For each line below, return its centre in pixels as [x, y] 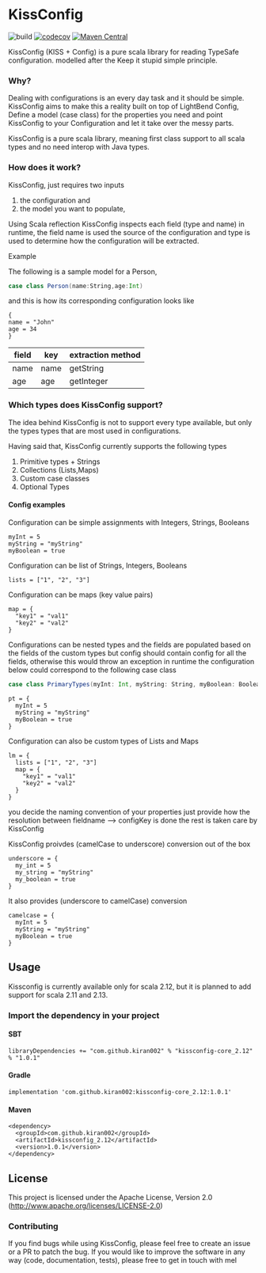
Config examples [37, 505]
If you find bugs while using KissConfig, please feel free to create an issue [129, 1244]
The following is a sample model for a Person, [83, 272]
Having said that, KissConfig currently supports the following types [118, 446]
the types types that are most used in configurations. [95, 431]
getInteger [89, 382]
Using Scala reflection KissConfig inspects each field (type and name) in [127, 224]
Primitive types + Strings [60, 462]
